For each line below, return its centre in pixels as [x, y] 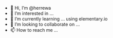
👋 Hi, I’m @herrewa [31, 8]
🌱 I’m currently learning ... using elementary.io [59, 19]
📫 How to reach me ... [34, 30]
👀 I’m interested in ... [32, 13]
